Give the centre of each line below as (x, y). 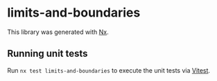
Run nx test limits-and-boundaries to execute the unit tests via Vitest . (108, 70)
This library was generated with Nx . (58, 32)
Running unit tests (47, 54)
